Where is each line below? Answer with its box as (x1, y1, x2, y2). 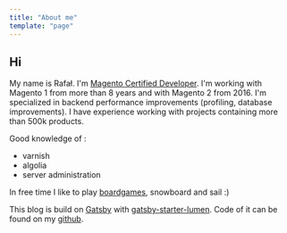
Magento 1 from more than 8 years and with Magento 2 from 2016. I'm (9, 87, 266, 98)
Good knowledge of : (9, 133, 87, 144)
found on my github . (9, 213, 84, 224)
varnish (21, 151, 51, 162)
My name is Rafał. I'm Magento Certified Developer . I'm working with (9, 78, 262, 89)
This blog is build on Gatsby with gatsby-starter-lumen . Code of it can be (9, 204, 278, 215)
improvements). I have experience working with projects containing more (9, 106, 279, 117)
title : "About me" (9, 12, 78, 22)
